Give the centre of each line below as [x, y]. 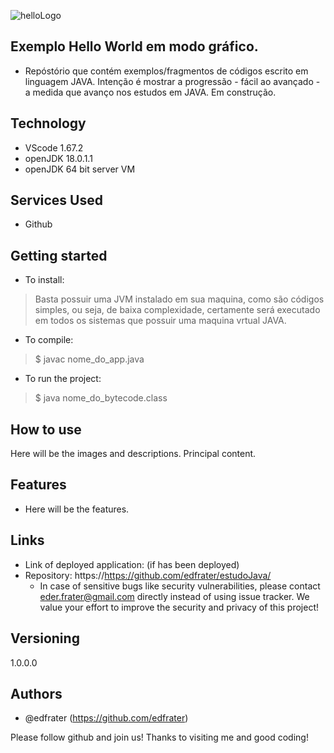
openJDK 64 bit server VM [80, 169]
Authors [36, 693]
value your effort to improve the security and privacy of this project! [179, 607]
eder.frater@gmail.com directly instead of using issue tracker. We [174, 596]
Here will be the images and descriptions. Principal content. [133, 454]
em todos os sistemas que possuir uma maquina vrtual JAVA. [160, 321]
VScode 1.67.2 [54, 147]
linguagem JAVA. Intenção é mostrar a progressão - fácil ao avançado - [172, 81]
